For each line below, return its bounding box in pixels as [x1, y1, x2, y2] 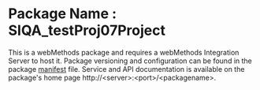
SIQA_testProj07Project [8, 21, 165, 39]
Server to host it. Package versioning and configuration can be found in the [8, 56, 252, 66]
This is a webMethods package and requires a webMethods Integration [8, 47, 240, 57]
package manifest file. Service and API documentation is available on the [8, 64, 245, 73]
